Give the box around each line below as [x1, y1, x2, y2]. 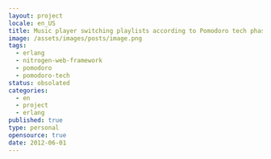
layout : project [8, 11, 63, 20]
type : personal [8, 124, 60, 132]
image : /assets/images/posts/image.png [8, 34, 143, 43]
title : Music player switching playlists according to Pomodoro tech [8, 26, 248, 35]
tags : [8, 42, 27, 50]
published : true [8, 116, 63, 124]
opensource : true [8, 131, 67, 139]
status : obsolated [8, 79, 70, 87]
